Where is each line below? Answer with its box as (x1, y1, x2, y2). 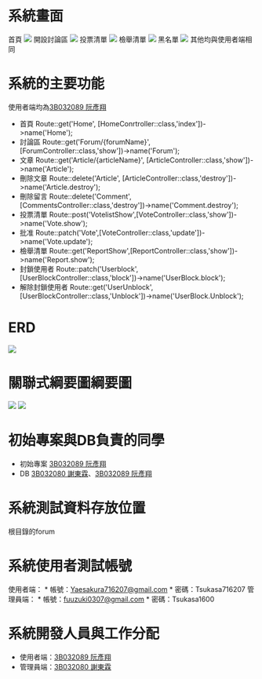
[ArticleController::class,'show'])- (146, 155, 253, 165)
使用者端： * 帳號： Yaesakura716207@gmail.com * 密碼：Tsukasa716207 (8, 584, 246, 593)
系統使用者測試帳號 (8, 557, 133, 575)
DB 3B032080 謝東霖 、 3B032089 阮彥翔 (19, 469, 153, 478)
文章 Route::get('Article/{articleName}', (19, 155, 145, 165)
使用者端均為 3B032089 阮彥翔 (8, 102, 107, 111)
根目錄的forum (8, 527, 55, 536)
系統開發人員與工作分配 (8, 625, 160, 642)
